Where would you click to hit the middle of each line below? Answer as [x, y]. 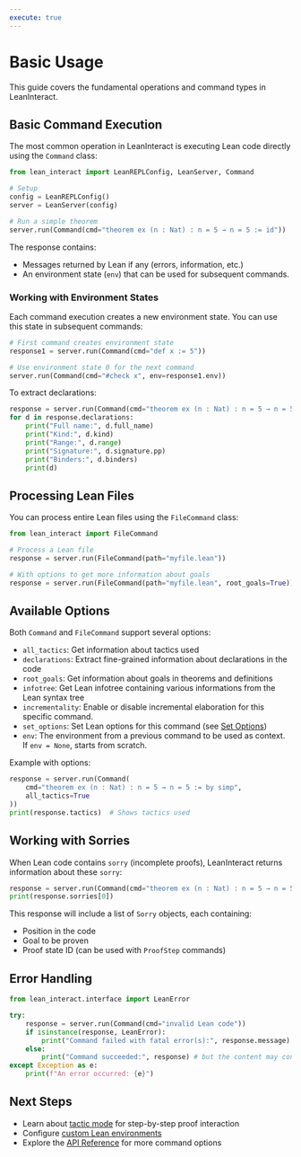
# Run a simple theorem [54, 221]
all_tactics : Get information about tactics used [111, 650]
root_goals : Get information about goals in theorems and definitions [147, 678]
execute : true [36, 18]
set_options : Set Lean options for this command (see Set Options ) [144, 726]
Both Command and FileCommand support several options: [110, 632]
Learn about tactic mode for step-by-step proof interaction [131, 1123]
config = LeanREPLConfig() [60, 197]
